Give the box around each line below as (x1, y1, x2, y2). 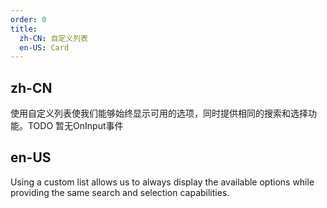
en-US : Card (19, 42, 70, 53)
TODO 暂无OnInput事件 (27, 120, 124, 132)
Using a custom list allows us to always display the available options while (10, 176, 315, 188)
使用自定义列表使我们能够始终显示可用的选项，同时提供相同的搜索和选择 (10, 107, 308, 120)
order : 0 (10, 14, 47, 25)
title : (10, 24, 38, 34)
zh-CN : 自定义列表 (19, 33, 88, 43)
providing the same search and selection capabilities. (10, 186, 230, 198)
